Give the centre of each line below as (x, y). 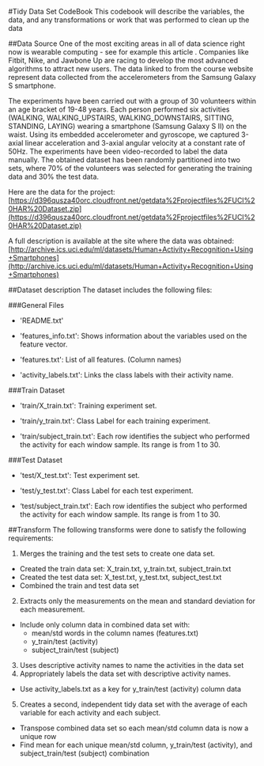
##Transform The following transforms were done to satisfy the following (127, 530)
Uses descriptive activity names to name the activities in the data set (132, 665)
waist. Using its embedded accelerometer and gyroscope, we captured (124, 135)
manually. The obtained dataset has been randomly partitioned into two (124, 160)
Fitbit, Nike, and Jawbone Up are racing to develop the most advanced (123, 60)
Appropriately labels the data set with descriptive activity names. (125, 673)
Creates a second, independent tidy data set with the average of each (133, 704)
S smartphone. (32, 85)
